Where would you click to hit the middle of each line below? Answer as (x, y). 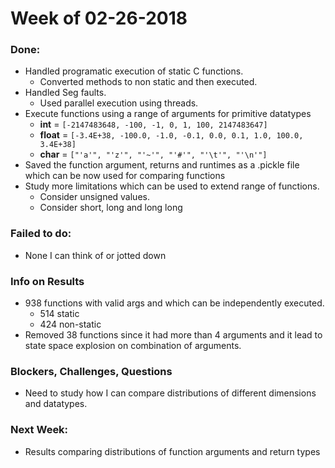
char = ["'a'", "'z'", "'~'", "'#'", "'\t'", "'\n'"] (153, 154)
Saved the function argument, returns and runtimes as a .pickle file (162, 165)
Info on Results (47, 281)
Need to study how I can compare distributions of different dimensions (170, 393)
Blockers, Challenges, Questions (91, 371)
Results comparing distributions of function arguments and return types (172, 451)
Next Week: (39, 430)
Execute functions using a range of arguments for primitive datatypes (168, 114)
